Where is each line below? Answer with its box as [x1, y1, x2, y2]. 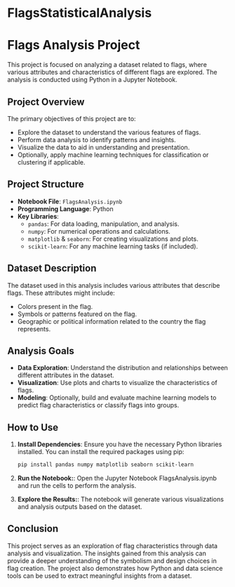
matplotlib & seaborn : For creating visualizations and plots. [27, 234, 199, 243]
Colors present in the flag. [17, 302, 93, 310]
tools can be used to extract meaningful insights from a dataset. [7, 572, 192, 580]
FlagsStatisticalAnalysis [7, 5, 152, 21]
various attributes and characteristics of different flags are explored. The [7, 68, 217, 77]
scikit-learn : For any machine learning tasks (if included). [27, 241, 199, 251]
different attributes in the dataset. [17, 371, 114, 379]
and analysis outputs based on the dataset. [17, 503, 142, 511]
